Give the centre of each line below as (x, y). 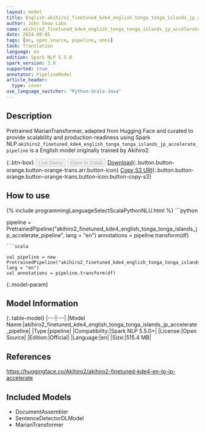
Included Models (39, 397)
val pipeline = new (31, 257)
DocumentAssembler (42, 412)
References (29, 356)
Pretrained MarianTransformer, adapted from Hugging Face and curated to (100, 131)
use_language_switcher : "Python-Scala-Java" (64, 91)
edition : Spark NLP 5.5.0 (39, 57)
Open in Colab (86, 163)
